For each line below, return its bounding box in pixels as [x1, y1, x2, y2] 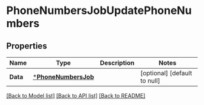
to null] [140, 76, 161, 85]
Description [100, 59, 135, 67]
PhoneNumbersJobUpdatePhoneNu [6, 4, 192, 18]
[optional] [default [140, 69, 192, 77]
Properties [6, 41, 47, 51]
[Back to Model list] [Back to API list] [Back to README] [6, 92, 146, 99]
